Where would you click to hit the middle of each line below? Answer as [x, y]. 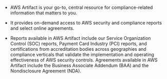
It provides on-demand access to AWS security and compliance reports [86, 23]
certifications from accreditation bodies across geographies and [78, 49]
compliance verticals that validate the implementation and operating [82, 54]
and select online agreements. [42, 28]
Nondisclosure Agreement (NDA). [45, 71]
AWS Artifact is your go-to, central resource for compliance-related [81, 7]
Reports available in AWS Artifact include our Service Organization [80, 38]
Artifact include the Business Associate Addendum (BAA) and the [79, 65]
